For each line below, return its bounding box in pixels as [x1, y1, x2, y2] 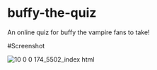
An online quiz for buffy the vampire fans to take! [7, 28, 150, 36]
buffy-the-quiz [7, 5, 97, 21]
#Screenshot [7, 41, 45, 50]
